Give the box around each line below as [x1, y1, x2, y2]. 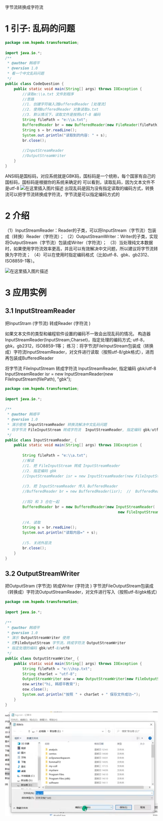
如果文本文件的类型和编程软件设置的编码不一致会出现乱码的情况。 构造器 [5, 331, 151, 337]
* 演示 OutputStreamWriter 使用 [7, 636, 70, 641]
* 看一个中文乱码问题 [7, 71, 45, 76]
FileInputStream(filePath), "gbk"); [5, 376, 72, 382]
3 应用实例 [5, 287, 47, 298]
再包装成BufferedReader [5, 355, 54, 361]
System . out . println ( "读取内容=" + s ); [22, 530, 98, 535]
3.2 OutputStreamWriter [5, 569, 80, 578]
